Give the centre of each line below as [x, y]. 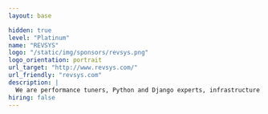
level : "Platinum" [39, 38]
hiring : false [32, 97]
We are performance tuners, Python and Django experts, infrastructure [138, 90]
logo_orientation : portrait [55, 60]
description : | [34, 82]
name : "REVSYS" [34, 45]
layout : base [30, 16]
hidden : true [30, 30]
